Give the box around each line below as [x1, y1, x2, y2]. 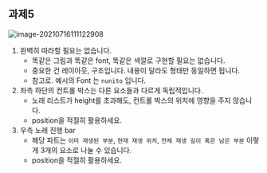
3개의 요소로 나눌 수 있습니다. [40, 145, 132, 155]
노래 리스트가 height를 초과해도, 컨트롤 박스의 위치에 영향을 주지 [31, 95, 231, 105]
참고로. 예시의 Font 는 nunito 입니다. [31, 75, 147, 85]
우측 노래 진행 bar [19, 125, 76, 135]
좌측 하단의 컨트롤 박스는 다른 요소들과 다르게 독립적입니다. [19, 85, 203, 95]
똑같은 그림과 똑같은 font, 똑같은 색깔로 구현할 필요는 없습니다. [31, 55, 226, 65]
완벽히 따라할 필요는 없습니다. [19, 45, 112, 55]
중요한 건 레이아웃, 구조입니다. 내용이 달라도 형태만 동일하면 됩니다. [31, 65, 241, 75]
